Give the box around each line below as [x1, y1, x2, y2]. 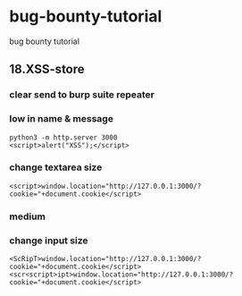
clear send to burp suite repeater [9, 89, 154, 101]
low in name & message [9, 113, 114, 125]
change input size [9, 234, 88, 247]
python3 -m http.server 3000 [9, 132, 118, 142]
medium [9, 210, 46, 223]
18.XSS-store [9, 62, 85, 77]
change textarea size [9, 161, 103, 173]
